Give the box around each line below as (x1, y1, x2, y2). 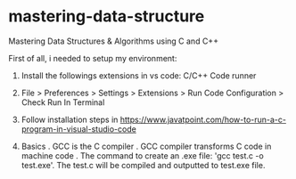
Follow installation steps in (21, 114, 119, 125)
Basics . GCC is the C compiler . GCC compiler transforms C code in (21, 141, 272, 151)
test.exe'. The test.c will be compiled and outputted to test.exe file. (21, 159, 266, 170)
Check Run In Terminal (21, 96, 105, 108)
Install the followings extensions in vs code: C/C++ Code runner (21, 69, 257, 81)
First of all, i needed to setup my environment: (8, 53, 177, 63)
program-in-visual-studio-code (21, 123, 137, 134)
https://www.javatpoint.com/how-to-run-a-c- (119, 114, 287, 125)
